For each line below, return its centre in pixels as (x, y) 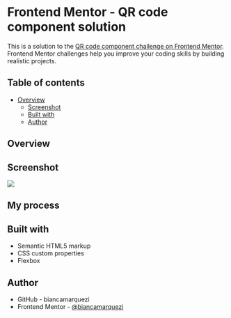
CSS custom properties (51, 253)
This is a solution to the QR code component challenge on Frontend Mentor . (115, 46)
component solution (67, 27)
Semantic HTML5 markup (54, 246)
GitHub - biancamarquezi (53, 299)
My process (33, 206)
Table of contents (46, 83)
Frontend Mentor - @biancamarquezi (70, 306)
